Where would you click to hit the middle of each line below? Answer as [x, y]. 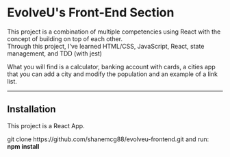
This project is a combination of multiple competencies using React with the [114, 32]
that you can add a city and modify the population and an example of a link [112, 74]
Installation [31, 109]
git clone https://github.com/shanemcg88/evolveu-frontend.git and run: [108, 139]
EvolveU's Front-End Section [91, 13]
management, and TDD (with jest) [55, 53]
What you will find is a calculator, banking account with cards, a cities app [111, 67]
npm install [23, 146]
